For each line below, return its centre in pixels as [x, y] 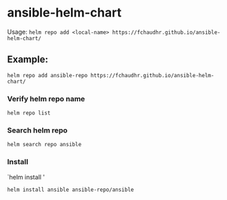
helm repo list [29, 113]
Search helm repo [37, 130]
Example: [28, 60]
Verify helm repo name [46, 99]
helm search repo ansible [44, 145]
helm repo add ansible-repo [48, 75]
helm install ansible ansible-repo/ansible [71, 190]
